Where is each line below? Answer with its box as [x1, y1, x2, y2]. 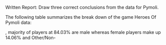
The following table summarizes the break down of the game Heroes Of [5, 14, 156, 20]
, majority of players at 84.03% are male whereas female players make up [5, 29, 161, 35]
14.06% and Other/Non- [5, 35, 56, 40]
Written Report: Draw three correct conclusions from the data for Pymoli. [5, 5, 159, 10]
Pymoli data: [5, 20, 32, 25]
